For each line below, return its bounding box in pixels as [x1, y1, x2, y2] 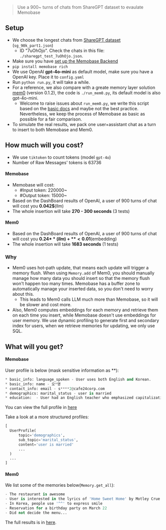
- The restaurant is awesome [5, 492, 65, 497]
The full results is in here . [5, 519, 57, 525]
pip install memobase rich [12, 64, 68, 69]
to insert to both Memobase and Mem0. [12, 127, 93, 132]
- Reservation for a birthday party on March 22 [5, 506, 107, 511]
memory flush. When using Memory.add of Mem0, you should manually [12, 270, 155, 276]
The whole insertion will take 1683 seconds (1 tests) [12, 241, 119, 247]
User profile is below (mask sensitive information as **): [5, 367, 119, 373]
